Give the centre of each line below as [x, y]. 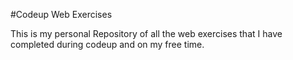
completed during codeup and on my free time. [107, 44]
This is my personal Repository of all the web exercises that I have [146, 33]
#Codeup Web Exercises [61, 14]
